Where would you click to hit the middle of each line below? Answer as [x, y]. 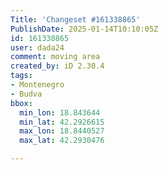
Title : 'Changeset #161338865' [75, 19]
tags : [21, 76]
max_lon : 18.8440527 [62, 131]
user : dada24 [37, 47]
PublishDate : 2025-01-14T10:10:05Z [84, 29]
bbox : [21, 103]
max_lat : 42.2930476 [62, 141]
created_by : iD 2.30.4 [57, 66]
